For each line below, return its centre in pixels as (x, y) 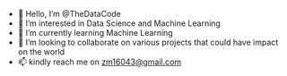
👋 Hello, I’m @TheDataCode (69, 14)
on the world (41, 52)
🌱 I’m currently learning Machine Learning (95, 33)
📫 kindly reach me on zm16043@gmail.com (100, 62)
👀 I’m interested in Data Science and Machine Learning (119, 23)
